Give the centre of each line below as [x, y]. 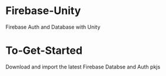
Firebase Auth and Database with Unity [53, 27]
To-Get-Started [44, 51]
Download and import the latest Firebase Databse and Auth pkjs [83, 67]
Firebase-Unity [43, 11]
